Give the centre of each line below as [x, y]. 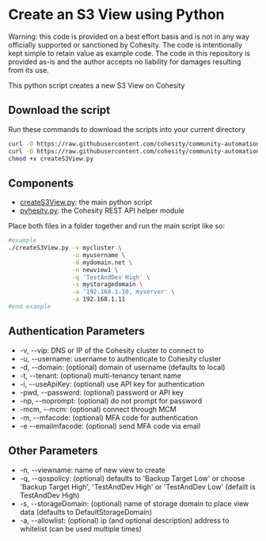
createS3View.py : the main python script [86, 202]
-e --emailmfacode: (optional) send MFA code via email [110, 426]
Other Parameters [53, 451]
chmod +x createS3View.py [51, 159]
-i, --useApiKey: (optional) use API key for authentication [112, 384]
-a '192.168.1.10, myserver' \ [123, 292]
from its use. [28, 70]
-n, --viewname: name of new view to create [93, 470]
